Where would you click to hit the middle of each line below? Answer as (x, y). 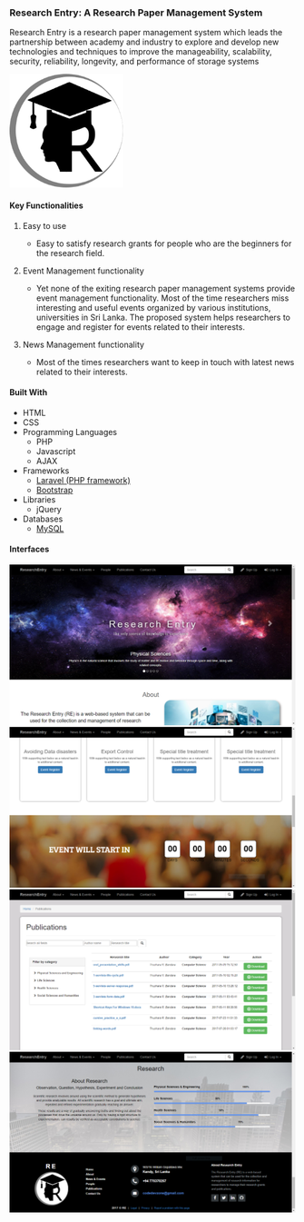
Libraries (39, 499)
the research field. (70, 253)
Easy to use (44, 225)
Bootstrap (54, 490)
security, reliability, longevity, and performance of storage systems (134, 62)
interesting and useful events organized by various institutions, (153, 307)
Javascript (56, 451)
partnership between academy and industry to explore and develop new (144, 42)
